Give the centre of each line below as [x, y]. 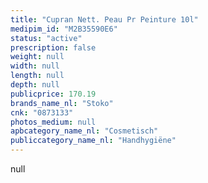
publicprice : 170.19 [53, 94]
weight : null [37, 57]
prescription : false [53, 47]
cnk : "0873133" [42, 112]
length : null [37, 76]
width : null [35, 66]
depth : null [35, 85]
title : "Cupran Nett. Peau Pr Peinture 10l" [104, 19]
